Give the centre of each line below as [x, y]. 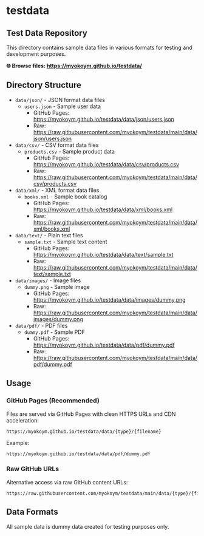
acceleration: [23, 420]
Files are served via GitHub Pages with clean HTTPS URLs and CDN [91, 414]
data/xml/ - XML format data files [57, 190]
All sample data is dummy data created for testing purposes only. [88, 526]
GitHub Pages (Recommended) [53, 401]
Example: [18, 443]
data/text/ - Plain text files [49, 235]
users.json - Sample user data [63, 106]
